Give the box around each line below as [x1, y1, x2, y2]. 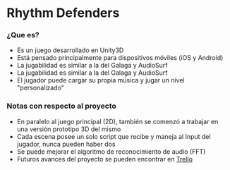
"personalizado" [16, 83, 64, 92]
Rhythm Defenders [6, 5, 120, 21]
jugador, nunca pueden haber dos [16, 140, 116, 148]
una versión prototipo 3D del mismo [16, 125, 121, 133]
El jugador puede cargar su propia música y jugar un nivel [16, 76, 185, 85]
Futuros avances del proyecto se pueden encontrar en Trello [16, 154, 193, 163]
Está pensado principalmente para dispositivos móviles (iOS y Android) [16, 54, 224, 62]
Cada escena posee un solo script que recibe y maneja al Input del [16, 132, 211, 140]
